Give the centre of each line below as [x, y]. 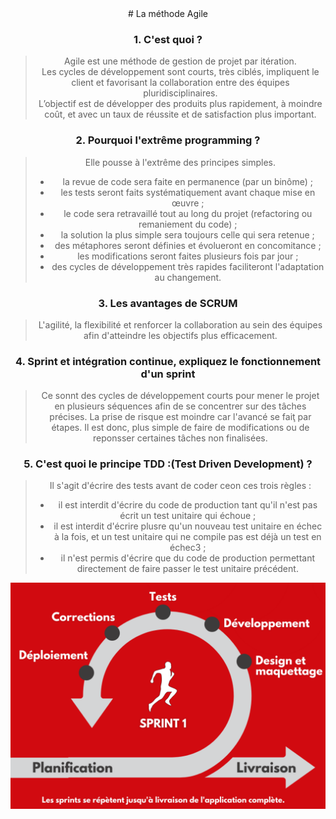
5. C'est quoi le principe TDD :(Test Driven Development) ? [168, 464]
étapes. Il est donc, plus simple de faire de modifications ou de [180, 428]
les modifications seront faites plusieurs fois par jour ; [188, 256]
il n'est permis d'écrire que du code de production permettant [187, 558]
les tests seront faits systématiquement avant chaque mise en [188, 192]
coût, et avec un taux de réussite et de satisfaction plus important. [180, 114]
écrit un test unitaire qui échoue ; [188, 516]
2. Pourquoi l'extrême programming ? [168, 140]
